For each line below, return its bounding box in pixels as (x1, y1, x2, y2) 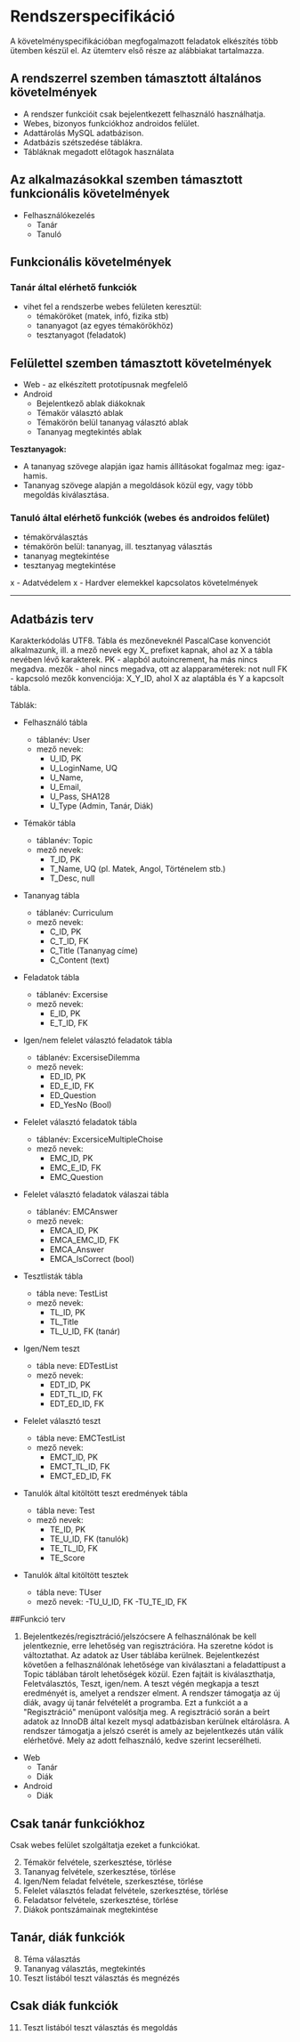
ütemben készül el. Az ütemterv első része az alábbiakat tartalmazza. (10, 45, 265, 55)
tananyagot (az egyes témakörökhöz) (36, 321, 174, 331)
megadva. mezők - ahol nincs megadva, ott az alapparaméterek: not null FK (10, 663, 288, 674)
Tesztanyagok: (10, 443, 67, 455)
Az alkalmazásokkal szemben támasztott (10, 172, 243, 188)
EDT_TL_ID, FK (49, 1389, 103, 1400)
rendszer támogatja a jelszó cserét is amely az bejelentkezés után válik (22, 1726, 284, 1737)
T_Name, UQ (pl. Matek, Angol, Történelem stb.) (49, 864, 226, 875)
